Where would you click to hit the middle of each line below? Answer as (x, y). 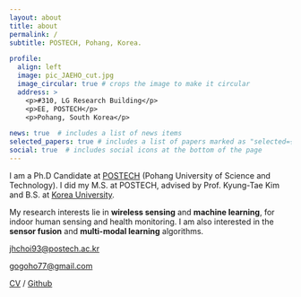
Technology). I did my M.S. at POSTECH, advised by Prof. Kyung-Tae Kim (145, 185)
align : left (40, 67)
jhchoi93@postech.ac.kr (55, 249)
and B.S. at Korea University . (62, 195)
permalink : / (34, 34)
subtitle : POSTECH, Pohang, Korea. (76, 43)
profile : (26, 59)
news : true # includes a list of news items (95, 134)
